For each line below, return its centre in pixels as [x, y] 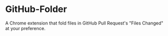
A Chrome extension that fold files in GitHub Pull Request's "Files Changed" [84, 23]
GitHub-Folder [36, 9]
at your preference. [25, 28]
